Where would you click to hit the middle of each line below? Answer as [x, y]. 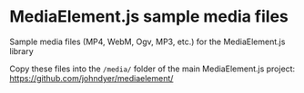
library [21, 51]
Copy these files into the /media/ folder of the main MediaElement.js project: [152, 69]
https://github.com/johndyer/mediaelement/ [91, 78]
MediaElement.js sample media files [149, 17]
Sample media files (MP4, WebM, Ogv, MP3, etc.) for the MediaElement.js [147, 42]
